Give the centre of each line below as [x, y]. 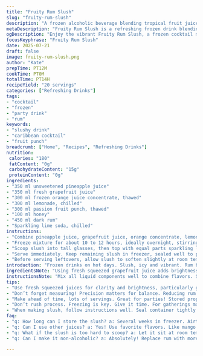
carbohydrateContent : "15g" [44, 170]
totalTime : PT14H [28, 79]
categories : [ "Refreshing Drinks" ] [51, 91]
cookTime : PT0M [25, 74]
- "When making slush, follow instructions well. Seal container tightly [101, 310]
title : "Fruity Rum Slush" [40, 12]
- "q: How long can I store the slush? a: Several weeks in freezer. [96, 321]
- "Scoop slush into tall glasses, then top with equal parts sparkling [100, 248]
